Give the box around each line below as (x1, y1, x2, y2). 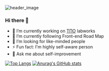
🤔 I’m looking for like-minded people (12, 39, 86, 45)
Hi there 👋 (5, 17, 29, 24)
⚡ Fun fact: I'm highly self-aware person (12, 44, 93, 50)
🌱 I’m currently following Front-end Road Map (12, 33, 104, 39)
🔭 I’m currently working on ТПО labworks (12, 28, 95, 34)
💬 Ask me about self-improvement (12, 51, 82, 57)
